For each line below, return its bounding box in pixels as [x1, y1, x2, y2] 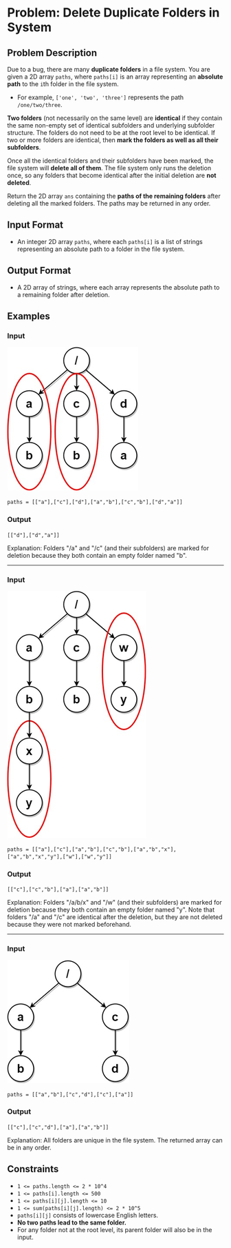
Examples [7, 310, 50, 322]
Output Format [7, 265, 71, 276]
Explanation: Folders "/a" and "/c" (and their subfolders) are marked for [7, 543, 210, 552]
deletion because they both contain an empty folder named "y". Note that [7, 905, 215, 914]
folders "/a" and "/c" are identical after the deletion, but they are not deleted [7, 913, 223, 921]
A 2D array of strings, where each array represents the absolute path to [16, 283, 220, 291]
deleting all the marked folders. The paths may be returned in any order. [7, 199, 211, 208]
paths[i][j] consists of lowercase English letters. [16, 1211, 159, 1219]
